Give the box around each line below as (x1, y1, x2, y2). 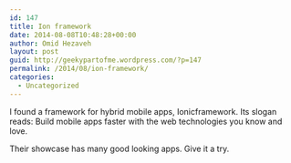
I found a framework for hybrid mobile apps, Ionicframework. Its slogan (9, 106, 277, 117)
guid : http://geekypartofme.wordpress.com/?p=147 (9, 56, 203, 65)
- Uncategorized (17, 81, 79, 90)
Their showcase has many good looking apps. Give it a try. (9, 143, 230, 154)
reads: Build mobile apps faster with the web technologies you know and (9, 116, 283, 127)
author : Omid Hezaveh (9, 38, 92, 48)
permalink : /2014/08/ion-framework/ (9, 65, 149, 74)
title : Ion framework (9, 22, 92, 31)
